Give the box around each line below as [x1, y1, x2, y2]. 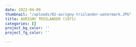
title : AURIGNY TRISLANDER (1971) [5, 16, 77, 21]
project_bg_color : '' [5, 26, 50, 31]
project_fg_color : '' [5, 30, 50, 35]
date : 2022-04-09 [5, 7, 41, 12]
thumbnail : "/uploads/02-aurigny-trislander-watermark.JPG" [5, 12, 132, 17]
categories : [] [5, 21, 37, 26]
